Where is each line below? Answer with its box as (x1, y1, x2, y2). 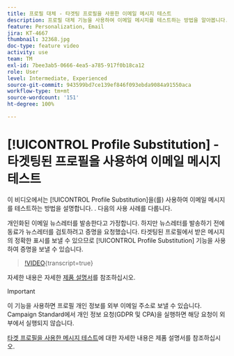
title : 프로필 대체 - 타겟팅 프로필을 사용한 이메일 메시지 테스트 (7, 10, 172, 17)
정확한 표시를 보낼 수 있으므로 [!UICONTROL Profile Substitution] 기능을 (14, 236, 214, 244)
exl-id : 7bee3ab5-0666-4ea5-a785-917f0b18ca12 (7, 62, 145, 69)
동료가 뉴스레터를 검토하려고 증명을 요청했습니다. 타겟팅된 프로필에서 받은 (7, 227, 207, 236)
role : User (7, 68, 39, 75)
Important (7, 286, 36, 296)
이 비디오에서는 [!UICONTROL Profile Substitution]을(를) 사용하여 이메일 (7, 195, 207, 204)
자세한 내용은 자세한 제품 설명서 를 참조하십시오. (7, 273, 136, 282)
